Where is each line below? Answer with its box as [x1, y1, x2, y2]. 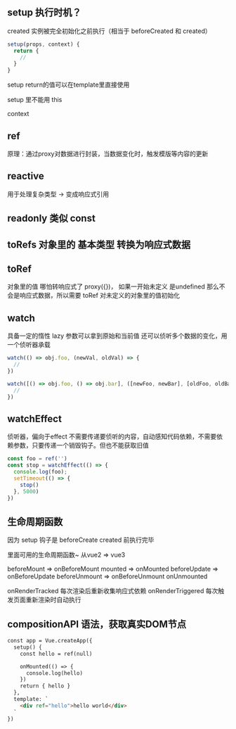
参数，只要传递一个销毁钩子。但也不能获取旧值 [13, 441, 149, 450]
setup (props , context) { [7, 41, 80, 48]
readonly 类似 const [7, 213, 96, 224]
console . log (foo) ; [13, 469, 68, 476]
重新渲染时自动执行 [25, 595, 81, 604]
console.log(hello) [25, 669, 83, 677]
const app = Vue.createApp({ [7, 638, 93, 645]
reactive [7, 170, 44, 182]
